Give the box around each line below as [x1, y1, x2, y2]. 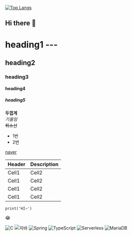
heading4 [5, 86, 26, 92]
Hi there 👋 [5, 19, 36, 27]
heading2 [5, 59, 36, 67]
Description [30, 161, 59, 168]
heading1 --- [5, 39, 58, 50]
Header [7, 161, 26, 168]
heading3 [5, 73, 29, 80]
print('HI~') [5, 206, 32, 211]
